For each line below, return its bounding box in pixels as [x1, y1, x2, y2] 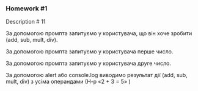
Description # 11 [5, 18, 46, 25]
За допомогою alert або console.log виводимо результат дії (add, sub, [5, 72, 188, 79]
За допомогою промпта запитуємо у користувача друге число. [5, 59, 172, 67]
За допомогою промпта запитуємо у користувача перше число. [5, 48, 174, 55]
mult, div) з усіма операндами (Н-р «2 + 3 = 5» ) [5, 78, 131, 86]
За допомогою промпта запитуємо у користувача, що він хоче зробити [5, 30, 193, 37]
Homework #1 [5, 4, 48, 13]
